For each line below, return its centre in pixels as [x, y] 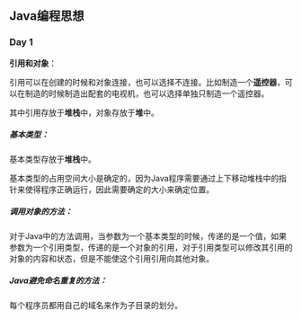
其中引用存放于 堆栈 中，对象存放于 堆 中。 [84, 112]
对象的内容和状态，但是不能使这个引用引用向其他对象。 [111, 258]
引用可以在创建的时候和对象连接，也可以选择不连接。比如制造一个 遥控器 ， [147, 82]
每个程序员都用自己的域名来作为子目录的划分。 [96, 305]
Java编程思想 [47, 16]
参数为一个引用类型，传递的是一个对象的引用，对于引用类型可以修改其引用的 [151, 247]
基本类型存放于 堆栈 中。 [53, 159]
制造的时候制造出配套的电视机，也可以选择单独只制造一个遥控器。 [147, 93]
